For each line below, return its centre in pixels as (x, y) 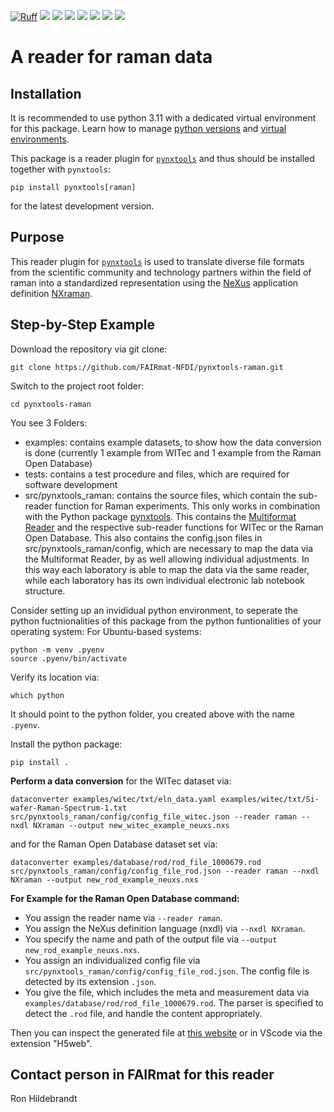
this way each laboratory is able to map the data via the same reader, (167, 569)
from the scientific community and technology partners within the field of (161, 272)
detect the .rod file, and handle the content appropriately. (143, 1013)
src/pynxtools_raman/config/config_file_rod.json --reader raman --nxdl (165, 871)
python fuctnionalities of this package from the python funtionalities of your (166, 621)
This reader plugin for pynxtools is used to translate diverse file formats (157, 261)
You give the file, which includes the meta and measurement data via (167, 992)
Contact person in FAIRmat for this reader (142, 1075)
